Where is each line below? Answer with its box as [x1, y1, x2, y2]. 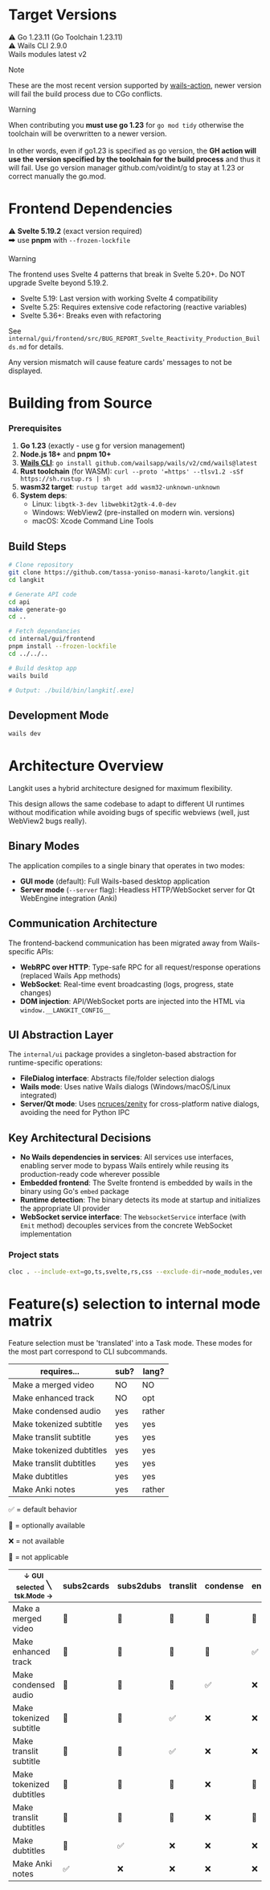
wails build [8, 671, 48, 680]
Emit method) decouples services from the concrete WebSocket [19, 1220, 233, 1231]
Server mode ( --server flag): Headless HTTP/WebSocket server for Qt [19, 884, 256, 894]
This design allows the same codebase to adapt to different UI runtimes [8, 799, 245, 809]
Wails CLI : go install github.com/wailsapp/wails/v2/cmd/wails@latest [19, 458, 258, 468]
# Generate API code [8, 590, 78, 598]
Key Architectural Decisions [8, 1131, 151, 1145]
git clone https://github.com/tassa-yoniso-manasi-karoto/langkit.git [8, 568, 250, 576]
